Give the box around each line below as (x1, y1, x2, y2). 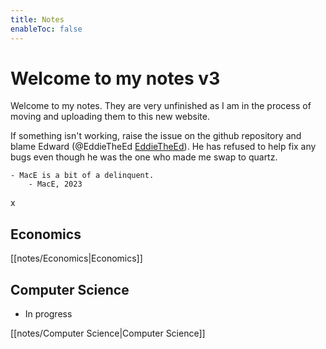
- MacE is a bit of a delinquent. (10, 171, 155, 181)
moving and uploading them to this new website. (10, 111, 210, 123)
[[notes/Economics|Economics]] (10, 252, 143, 265)
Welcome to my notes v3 (10, 67, 221, 90)
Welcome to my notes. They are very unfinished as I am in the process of (10, 100, 312, 112)
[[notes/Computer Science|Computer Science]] (10, 327, 206, 340)
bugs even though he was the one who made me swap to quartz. (10, 151, 278, 163)
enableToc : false (10, 24, 83, 34)
